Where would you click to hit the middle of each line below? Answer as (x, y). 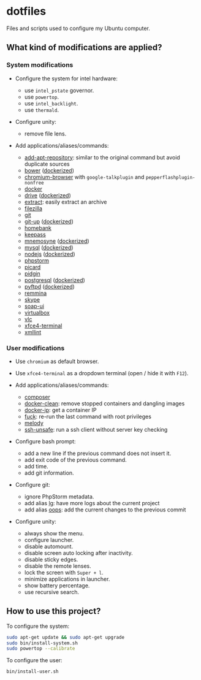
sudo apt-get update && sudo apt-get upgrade (65, 637)
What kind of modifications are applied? (84, 48)
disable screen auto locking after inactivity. (78, 552)
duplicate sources (47, 164)
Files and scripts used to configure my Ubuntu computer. (78, 28)
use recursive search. (52, 592)
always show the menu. (54, 533)
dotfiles (26, 11)
